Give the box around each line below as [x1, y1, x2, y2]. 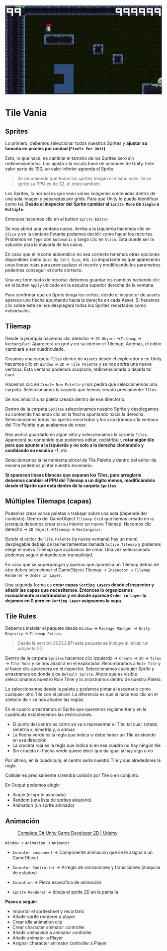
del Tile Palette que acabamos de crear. [5, 422, 87, 428]
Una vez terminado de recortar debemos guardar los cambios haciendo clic [5, 276, 160, 282]
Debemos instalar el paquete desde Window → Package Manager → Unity [5, 625, 151, 631]
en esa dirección [12, 737, 47, 743]
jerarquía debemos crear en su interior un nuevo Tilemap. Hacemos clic [5, 521, 152, 527]
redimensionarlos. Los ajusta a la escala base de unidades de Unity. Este [5, 160, 154, 166]
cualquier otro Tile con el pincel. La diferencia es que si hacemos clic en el [5, 692, 158, 698]
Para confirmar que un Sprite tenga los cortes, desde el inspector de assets [5, 291, 160, 297]
